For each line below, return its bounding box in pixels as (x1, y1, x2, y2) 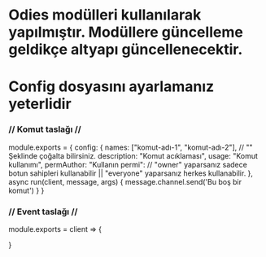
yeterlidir (8, 95, 72, 113)
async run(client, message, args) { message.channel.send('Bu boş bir (8, 176, 242, 186)
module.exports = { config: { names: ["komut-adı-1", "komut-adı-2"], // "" (8, 142, 254, 152)
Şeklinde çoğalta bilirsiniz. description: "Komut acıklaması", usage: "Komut (8, 150, 259, 160)
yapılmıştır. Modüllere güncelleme (8, 23, 244, 41)
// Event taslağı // (8, 206, 78, 217)
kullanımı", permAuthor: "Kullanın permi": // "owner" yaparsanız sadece (8, 159, 248, 169)
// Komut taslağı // (8, 124, 81, 135)
